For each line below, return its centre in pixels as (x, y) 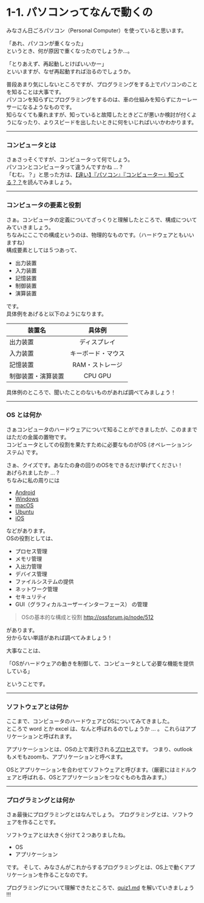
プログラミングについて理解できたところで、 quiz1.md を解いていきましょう (100, 888)
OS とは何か (24, 415)
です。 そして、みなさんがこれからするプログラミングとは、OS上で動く (95, 867)
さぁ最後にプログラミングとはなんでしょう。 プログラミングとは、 (89, 814)
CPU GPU (97, 376)
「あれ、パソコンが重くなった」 (46, 43)
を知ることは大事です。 (36, 92)
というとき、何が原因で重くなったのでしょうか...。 (70, 51)
